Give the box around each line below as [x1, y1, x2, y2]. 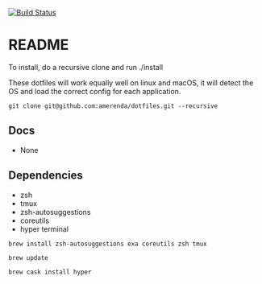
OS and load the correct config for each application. [8, 86, 181, 96]
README [8, 36, 69, 54]
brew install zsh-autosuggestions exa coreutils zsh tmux [8, 240, 207, 248]
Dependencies [8, 169, 83, 183]
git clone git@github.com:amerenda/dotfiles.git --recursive [8, 101, 218, 110]
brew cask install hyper [8, 268, 92, 276]
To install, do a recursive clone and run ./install [8, 62, 164, 72]
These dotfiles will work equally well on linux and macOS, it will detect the [8, 77, 254, 88]
